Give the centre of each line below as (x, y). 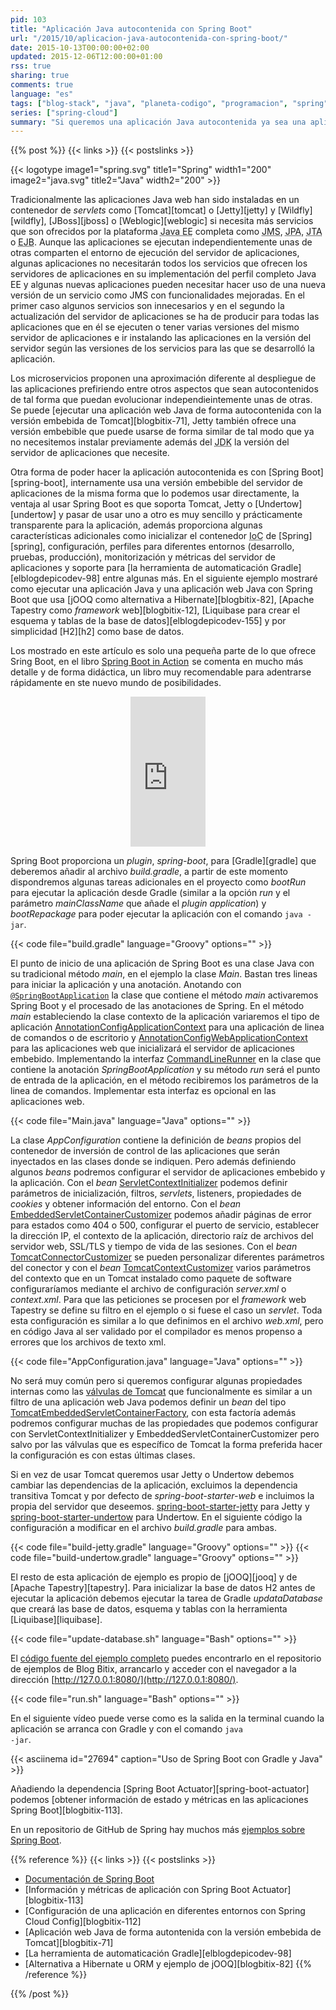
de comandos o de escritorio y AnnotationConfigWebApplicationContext (159, 1038)
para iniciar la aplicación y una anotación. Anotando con (126, 985)
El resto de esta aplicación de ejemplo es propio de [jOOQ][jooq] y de (154, 1577)
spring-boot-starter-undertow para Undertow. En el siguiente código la (156, 1517)
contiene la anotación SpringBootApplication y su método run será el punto (165, 1070)
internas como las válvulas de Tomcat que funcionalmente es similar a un (161, 1392)
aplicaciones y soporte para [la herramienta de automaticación (139, 568)
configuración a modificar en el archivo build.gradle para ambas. (143, 1528)
